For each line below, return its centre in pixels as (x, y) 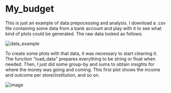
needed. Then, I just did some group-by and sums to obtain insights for (80, 64)
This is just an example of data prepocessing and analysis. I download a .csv (85, 23)
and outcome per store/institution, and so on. (53, 75)
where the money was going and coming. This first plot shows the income (83, 70)
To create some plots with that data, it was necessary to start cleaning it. (81, 53)
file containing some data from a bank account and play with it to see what (83, 28)
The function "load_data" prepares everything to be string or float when (80, 58)
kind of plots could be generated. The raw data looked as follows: (74, 34)
